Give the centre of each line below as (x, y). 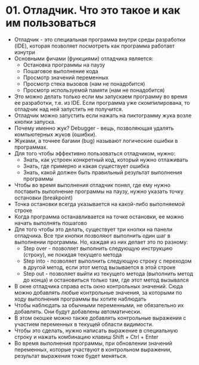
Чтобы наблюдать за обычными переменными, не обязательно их (99, 305)
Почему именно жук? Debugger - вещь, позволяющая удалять (94, 128)
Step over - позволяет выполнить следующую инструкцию (98, 248)
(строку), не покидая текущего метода (72, 254)
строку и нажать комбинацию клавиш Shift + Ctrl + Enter (86, 336)
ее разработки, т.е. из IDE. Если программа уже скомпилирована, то (102, 102)
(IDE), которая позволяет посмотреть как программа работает (94, 46)
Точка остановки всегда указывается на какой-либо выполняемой (99, 204)
